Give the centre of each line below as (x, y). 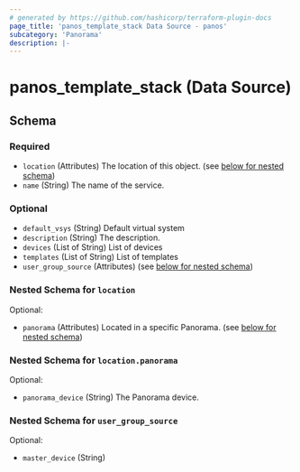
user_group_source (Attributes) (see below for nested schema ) (138, 266)
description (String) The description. (91, 238)
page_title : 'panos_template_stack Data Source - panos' (118, 26)
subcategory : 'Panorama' (56, 34)
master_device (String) (64, 458)
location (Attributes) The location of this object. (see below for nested (153, 166)
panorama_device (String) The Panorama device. (111, 397)
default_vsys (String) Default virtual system (103, 228)
